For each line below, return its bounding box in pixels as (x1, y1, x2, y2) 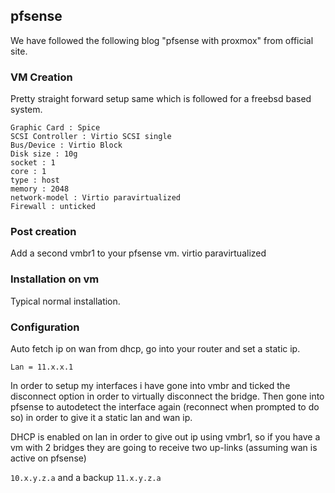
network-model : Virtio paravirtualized (10, 193, 182, 203)
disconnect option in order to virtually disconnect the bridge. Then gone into (10, 390, 325, 402)
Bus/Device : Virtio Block (10, 140, 123, 151)
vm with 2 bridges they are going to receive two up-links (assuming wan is (10, 442, 318, 453)
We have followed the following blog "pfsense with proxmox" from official (10, 34, 314, 46)
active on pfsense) (10, 452, 87, 464)
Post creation (10, 225, 77, 239)
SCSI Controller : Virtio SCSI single (10, 132, 172, 142)
